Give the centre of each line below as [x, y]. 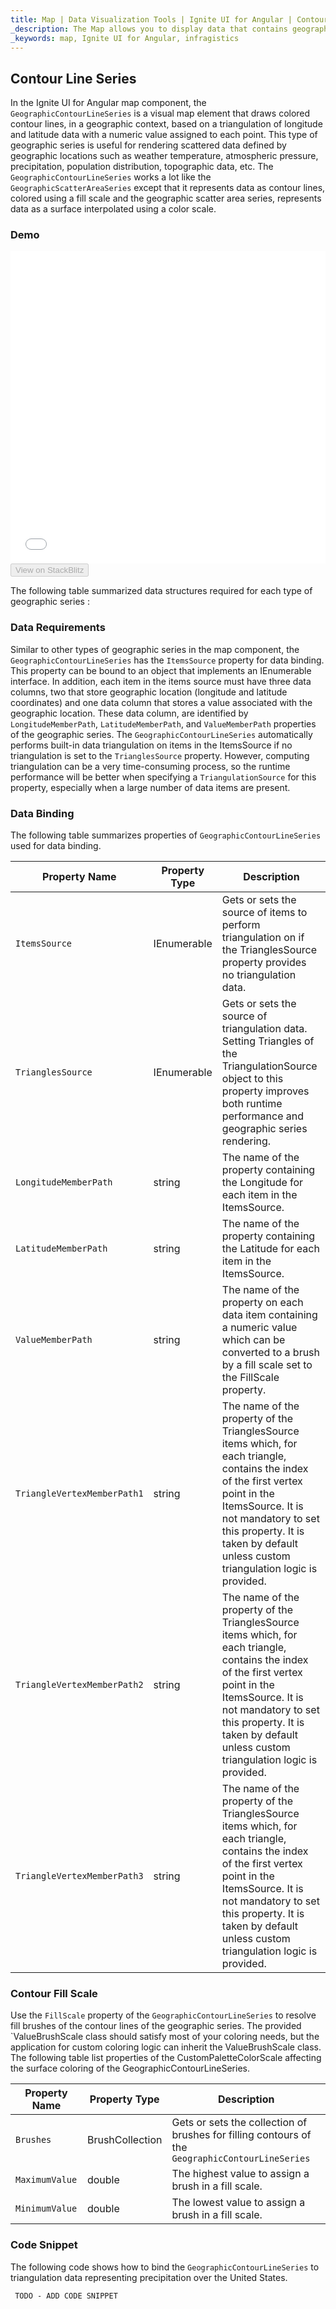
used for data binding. [56, 846]
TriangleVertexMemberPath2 [79, 1685]
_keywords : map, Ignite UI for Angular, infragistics [125, 38]
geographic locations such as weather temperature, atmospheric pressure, [164, 156]
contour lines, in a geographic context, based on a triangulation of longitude [166, 124]
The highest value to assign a [240, 2174]
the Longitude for [262, 1183]
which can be [253, 1340]
